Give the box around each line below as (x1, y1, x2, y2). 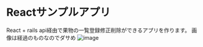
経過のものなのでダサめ (16, 34, 76, 41)
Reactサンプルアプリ (6, 5, 111, 19)
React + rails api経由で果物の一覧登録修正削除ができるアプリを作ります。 (6, 27, 191, 34)
